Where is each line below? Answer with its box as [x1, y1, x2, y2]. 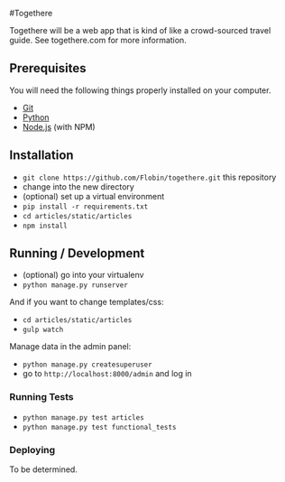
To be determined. [9, 464, 78, 475]
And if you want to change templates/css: [9, 297, 164, 308]
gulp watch [22, 325, 64, 335]
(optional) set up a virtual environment [22, 190, 165, 201]
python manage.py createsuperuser [22, 360, 152, 369]
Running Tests [9, 391, 74, 403]
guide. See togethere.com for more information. [9, 35, 187, 45]
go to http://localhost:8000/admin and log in [22, 368, 192, 379]
